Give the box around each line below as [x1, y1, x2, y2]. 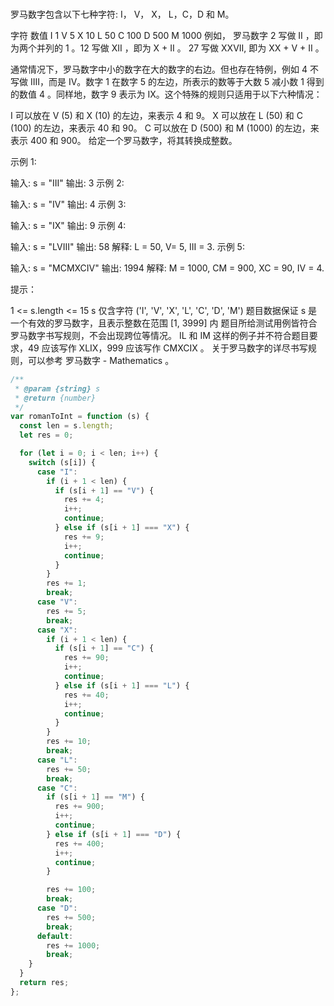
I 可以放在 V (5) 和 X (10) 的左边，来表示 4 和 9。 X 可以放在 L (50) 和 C [10, 109, 303, 121]
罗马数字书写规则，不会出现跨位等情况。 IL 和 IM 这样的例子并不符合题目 [10, 329, 310, 341]
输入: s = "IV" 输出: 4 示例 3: [10, 198, 127, 210]
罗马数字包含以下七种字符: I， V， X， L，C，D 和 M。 [10, 8, 235, 20]
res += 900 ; [54, 802, 105, 812]
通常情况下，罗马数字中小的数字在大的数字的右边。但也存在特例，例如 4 [10, 63, 308, 75]
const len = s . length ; [19, 421, 114, 431]
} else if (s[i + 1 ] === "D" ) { [46, 829, 182, 839]
